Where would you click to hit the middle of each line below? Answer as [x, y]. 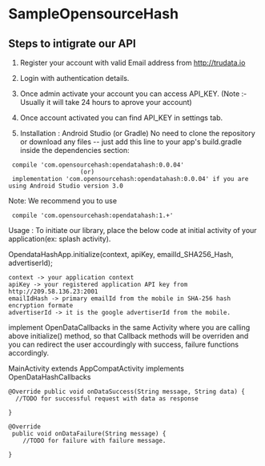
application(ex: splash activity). [60, 239]
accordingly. [29, 353]
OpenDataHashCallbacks [50, 377]
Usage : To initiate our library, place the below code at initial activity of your [133, 230]
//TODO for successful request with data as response [107, 399]
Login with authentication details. [74, 78]
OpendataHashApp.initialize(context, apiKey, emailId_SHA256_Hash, [121, 254]
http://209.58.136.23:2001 [53, 291]
